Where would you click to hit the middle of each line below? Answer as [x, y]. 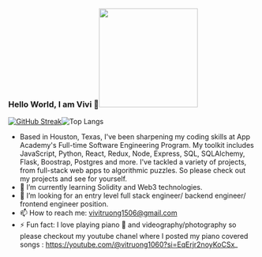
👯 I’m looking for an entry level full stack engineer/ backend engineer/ [133, 196]
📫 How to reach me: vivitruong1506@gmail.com [98, 213]
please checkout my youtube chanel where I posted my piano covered [134, 236]
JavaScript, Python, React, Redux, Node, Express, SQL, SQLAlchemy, [132, 153]
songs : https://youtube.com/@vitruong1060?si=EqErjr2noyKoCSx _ [129, 244]
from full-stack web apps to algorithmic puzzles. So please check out [133, 171]
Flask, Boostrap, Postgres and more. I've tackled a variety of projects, [133, 162]
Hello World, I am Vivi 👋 [54, 104]
